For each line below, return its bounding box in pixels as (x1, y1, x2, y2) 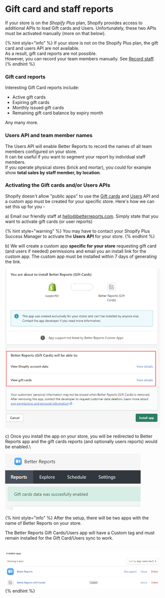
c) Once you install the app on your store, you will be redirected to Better (5, 433, 153, 439)
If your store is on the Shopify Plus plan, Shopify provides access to (5, 20, 143, 26)
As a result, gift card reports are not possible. (5, 50, 97, 56)
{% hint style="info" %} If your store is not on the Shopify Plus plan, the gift (5, 40, 159, 46)
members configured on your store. (5, 149, 77, 154)
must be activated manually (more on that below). (5, 30, 106, 36)
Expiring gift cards (12, 100, 50, 105)
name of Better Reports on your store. (5, 520, 82, 526)
